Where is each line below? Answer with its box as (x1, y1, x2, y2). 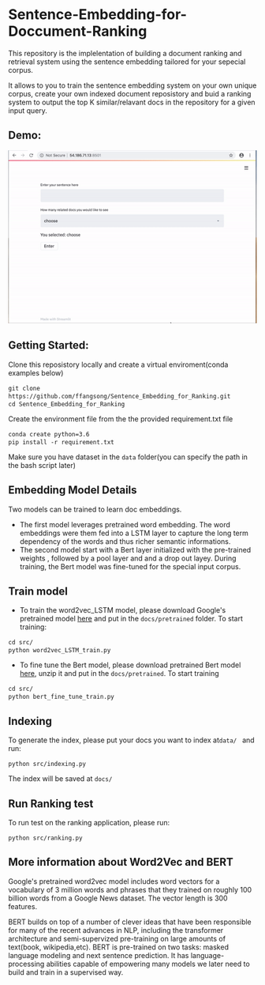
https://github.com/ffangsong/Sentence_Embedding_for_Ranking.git (8, 392, 231, 400)
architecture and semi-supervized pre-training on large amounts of (8, 934, 226, 943)
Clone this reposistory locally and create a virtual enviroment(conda (8, 360, 229, 369)
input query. (8, 105, 47, 115)
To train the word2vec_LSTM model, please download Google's (19, 606, 226, 615)
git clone (8, 384, 41, 392)
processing (8, 959, 45, 968)
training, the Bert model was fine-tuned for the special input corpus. (19, 561, 241, 571)
